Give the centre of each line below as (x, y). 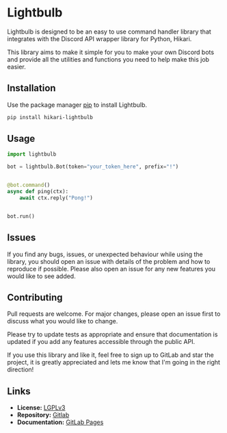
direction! (21, 370)
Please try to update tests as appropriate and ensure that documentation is (112, 334)
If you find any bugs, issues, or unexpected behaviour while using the (105, 254)
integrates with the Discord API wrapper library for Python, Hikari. (99, 38)
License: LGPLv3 (41, 408)
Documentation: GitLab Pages (60, 422)
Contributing (35, 297)
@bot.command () (29, 185)
